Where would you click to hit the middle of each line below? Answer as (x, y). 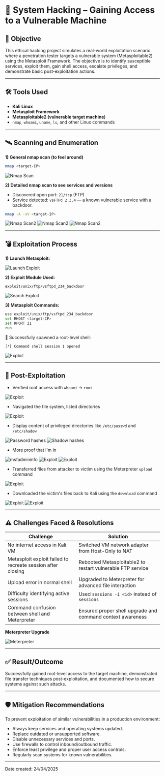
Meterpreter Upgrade (27, 632)
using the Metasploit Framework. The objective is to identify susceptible (78, 61)
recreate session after (33, 565)
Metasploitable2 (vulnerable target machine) (59, 117)
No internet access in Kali (37, 545)
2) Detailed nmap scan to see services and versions (59, 185)
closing (16, 571)
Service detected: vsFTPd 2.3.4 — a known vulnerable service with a (82, 200)
